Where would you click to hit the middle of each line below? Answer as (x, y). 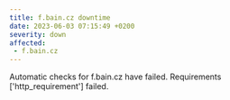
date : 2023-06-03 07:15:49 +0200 (72, 26)
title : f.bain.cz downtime (60, 18)
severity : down (38, 34)
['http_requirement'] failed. (59, 86)
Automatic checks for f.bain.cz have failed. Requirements (115, 77)
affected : (28, 43)
